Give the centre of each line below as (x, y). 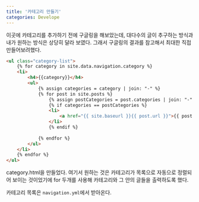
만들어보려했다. (24, 50)
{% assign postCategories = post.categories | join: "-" (121, 100)
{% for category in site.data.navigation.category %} (85, 67)
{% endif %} (63, 127)
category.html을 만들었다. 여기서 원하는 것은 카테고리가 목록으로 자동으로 (91, 172)
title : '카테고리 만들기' (34, 12)
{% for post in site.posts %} (75, 94)
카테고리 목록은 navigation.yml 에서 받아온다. (59, 192)
